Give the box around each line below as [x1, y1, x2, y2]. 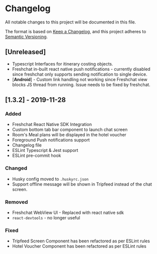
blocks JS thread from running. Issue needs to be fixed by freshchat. [12, 82, 151, 87]
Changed [5, 165, 28, 171]
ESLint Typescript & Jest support [12, 148, 78, 153]
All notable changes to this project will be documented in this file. [5, 19, 137, 25]
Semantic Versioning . [5, 34, 48, 40]
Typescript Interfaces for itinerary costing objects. [12, 61, 113, 66]
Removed [5, 198, 28, 205]
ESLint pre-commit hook [12, 152, 61, 159]
